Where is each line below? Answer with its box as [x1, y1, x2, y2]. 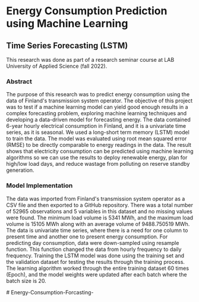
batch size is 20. [6, 277, 46, 284]
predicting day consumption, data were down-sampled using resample [6, 239, 179, 246]
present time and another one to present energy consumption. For [6, 233, 168, 240]
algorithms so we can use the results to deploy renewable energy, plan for [6, 154, 188, 161]
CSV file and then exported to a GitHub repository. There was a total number [6, 201, 194, 209]
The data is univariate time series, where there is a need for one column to [6, 227, 188, 234]
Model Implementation [6, 181, 73, 190]
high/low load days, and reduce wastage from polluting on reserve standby [6, 161, 190, 168]
